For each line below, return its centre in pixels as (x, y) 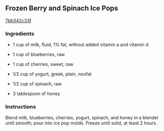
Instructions (21, 107)
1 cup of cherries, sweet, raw (43, 64)
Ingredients (20, 33)
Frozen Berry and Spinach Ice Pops (62, 8)
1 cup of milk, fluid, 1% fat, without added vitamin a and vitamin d (80, 45)
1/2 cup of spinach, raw (37, 84)
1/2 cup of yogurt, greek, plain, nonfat (52, 74)
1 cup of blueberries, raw (39, 55)
